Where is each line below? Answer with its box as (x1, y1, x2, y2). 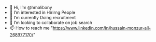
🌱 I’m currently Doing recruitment (9, 15, 76, 20)
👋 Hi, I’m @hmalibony (9, 5, 52, 10)
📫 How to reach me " (9, 25, 53, 31)
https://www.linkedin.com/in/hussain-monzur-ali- (52, 25, 151, 31)
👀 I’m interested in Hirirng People (9, 10, 76, 15)
